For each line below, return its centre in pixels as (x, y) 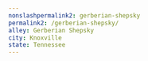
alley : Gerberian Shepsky (51, 30)
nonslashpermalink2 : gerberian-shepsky (74, 15)
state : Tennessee (37, 45)
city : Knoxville (35, 38)
